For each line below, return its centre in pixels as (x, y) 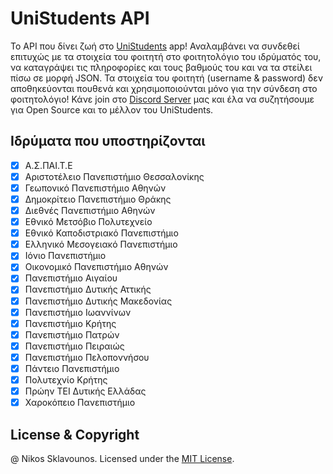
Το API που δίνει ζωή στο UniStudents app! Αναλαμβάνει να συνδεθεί (155, 46)
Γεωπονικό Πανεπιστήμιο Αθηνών (95, 188)
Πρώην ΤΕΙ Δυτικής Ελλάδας (85, 391)
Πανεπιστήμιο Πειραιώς (74, 346)
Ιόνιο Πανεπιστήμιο (65, 256)
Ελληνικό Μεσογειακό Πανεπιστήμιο (101, 244)
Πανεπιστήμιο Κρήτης (70, 323)
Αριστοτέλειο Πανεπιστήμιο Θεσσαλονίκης (114, 176)
